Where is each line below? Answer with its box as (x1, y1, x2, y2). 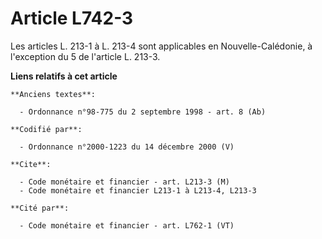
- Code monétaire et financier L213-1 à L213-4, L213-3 (19, 185, 257, 196)
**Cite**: (10, 159, 52, 169)
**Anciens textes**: (10, 89, 97, 99)
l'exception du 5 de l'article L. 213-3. (10, 50, 161, 62)
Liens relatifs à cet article (10, 70, 118, 82)
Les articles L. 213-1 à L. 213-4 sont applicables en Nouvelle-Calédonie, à (10, 40, 313, 52)
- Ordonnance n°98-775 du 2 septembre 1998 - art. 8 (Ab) (19, 107, 267, 117)
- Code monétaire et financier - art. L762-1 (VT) (19, 220, 235, 231)
